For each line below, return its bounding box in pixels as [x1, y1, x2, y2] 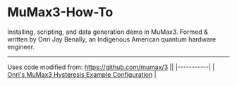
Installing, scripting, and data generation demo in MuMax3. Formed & [7, 27, 208, 36]
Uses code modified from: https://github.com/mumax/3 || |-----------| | [7, 63, 215, 71]
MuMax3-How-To [7, 4, 114, 20]
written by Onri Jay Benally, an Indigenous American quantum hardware [7, 35, 217, 43]
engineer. [7, 42, 35, 51]
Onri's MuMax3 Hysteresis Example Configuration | [7, 70, 157, 78]
